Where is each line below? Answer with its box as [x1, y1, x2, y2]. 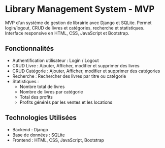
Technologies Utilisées [5, 114, 77, 122]
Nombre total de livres [19, 84, 65, 89]
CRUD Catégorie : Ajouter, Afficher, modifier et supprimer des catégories [12, 68, 160, 74]
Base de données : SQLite [12, 132, 65, 138]
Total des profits [19, 94, 53, 100]
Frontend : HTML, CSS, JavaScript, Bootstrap [12, 137, 104, 143]
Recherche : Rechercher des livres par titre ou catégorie [12, 73, 127, 79]
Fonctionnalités [5, 44, 54, 53]
